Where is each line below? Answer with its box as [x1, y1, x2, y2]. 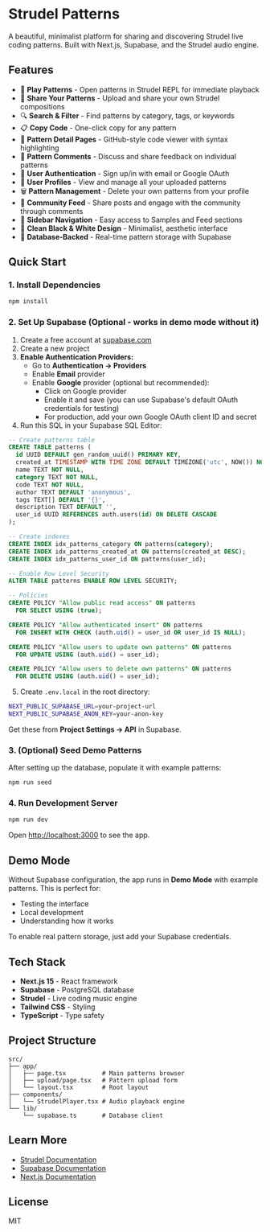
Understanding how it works [19, 916, 114, 926]
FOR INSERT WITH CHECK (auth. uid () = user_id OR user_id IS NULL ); [15, 628, 247, 636]
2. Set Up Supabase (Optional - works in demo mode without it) [8, 317, 260, 328]
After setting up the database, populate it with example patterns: [8, 763, 222, 773]
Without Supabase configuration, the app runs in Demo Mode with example [8, 875, 259, 885]
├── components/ [8, 1090, 63, 1099]
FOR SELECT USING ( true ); [15, 606, 103, 615]
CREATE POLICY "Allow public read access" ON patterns [8, 599, 196, 607]
